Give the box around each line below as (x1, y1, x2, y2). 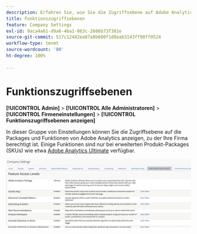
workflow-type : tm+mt (6, 40, 59, 46)
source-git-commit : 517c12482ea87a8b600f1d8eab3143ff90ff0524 (6, 34, 161, 40)
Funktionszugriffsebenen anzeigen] (6, 117, 96, 124)
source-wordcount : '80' (6, 47, 64, 53)
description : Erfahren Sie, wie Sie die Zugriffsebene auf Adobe (6, 9, 169, 15)
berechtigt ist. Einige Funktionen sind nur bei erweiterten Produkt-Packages (6, 141, 189, 148)
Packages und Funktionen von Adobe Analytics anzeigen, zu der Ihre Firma (6, 134, 188, 141)
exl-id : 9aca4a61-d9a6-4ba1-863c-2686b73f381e (6, 28, 122, 34)
